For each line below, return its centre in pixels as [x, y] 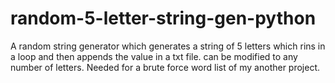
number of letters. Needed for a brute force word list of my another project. [165, 67]
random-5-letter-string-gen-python [163, 18]
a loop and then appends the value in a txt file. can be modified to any [154, 56]
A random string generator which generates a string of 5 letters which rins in [168, 46]
